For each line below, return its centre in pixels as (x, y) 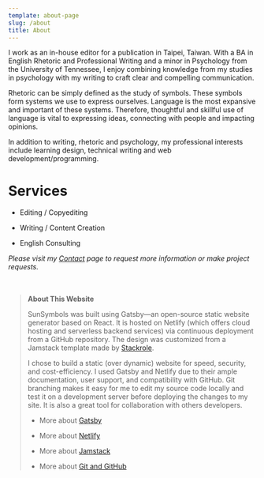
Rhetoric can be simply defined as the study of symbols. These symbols (125, 93)
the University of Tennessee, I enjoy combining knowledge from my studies (131, 70)
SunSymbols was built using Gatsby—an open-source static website (138, 314)
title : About (30, 30)
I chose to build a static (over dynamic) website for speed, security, (137, 363)
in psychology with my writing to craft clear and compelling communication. (131, 78)
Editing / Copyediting (54, 213)
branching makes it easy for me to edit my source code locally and (136, 389)
